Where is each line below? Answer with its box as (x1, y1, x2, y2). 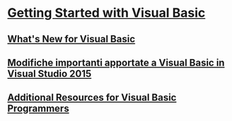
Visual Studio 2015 (7, 68, 92, 79)
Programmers (7, 103, 69, 115)
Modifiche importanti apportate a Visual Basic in (7, 56, 225, 68)
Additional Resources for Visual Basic (7, 91, 177, 103)
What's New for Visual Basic (7, 33, 136, 45)
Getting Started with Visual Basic (7, 5, 206, 21)
